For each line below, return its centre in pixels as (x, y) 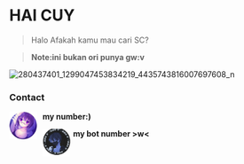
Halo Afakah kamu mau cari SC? (90, 40)
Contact (27, 97)
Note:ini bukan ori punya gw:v (87, 57)
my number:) (67, 117)
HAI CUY (42, 16)
